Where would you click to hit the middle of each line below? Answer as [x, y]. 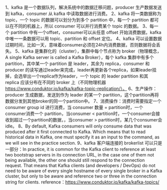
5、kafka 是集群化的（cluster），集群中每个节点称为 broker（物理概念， [88, 51]
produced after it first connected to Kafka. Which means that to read [75, 132]
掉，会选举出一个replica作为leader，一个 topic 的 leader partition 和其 [77, 76]
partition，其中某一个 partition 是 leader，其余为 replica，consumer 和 [78, 63]
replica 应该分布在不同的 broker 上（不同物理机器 [56, 82]
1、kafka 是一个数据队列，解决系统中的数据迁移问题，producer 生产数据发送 [83, 7]
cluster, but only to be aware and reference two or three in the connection [81, 176]
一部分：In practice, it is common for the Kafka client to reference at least [81, 149]
